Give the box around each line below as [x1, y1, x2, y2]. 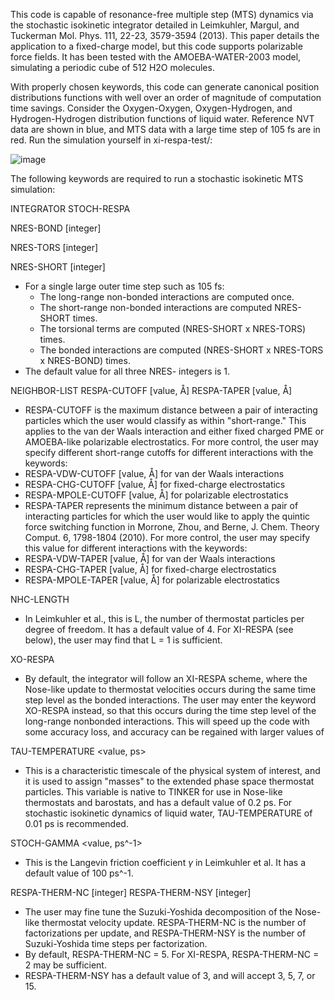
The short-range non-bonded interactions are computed [39, 302, 273, 313]
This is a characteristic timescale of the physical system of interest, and [24, 765, 321, 776]
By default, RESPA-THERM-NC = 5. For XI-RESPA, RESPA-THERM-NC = [24, 949, 320, 960]
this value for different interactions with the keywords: [24, 542, 248, 554]
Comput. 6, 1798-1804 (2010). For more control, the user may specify [24, 532, 311, 543]
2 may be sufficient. [24, 959, 107, 971]
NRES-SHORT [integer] [10, 261, 106, 273]
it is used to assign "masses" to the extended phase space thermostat [24, 775, 315, 787]
